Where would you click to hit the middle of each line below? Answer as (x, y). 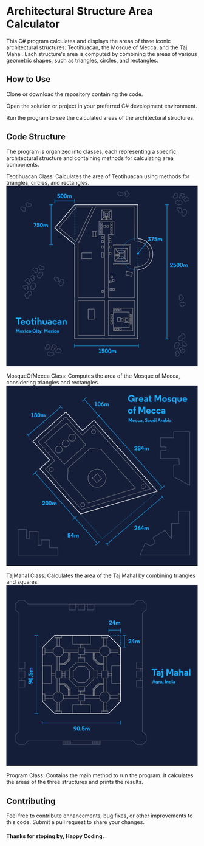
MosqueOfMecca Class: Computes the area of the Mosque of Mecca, (93, 376)
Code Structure (36, 137)
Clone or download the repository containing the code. (75, 94)
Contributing (31, 801)
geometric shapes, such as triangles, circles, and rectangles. (83, 60)
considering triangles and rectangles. (53, 382)
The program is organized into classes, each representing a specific (91, 151)
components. (23, 164)
